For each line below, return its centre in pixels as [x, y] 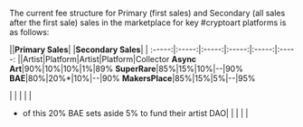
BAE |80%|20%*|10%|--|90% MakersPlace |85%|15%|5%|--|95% [133, 78]
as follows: [29, 32]
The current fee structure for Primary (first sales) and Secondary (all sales [147, 13]
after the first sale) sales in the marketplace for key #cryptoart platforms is [148, 23]
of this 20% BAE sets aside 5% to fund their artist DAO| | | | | [135, 113]
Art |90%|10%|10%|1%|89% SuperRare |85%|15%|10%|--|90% [127, 68]
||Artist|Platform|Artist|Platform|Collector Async [107, 59]
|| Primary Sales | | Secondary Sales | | [79, 50]
